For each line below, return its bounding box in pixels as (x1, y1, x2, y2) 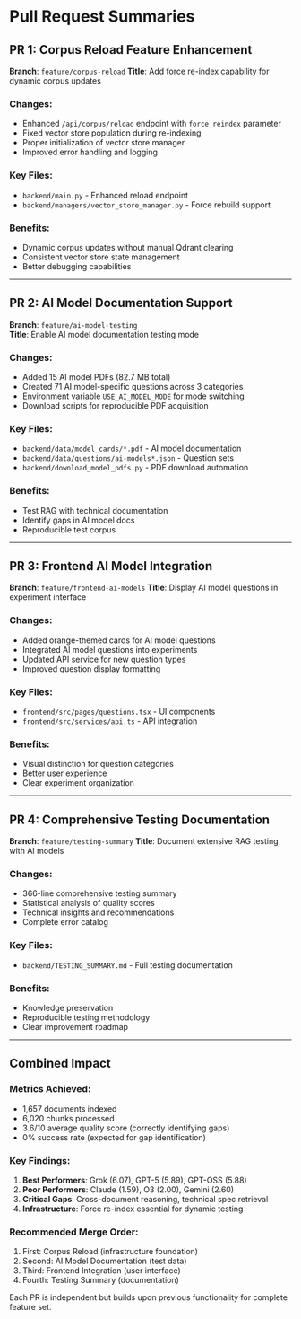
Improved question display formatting (21, 663, 161, 674)
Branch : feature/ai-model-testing (9, 319, 138, 330)
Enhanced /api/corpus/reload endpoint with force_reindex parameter (21, 119, 282, 129)
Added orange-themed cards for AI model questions (21, 635, 217, 646)
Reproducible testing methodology (21, 1012, 150, 1023)
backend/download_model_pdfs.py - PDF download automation (21, 462, 249, 473)
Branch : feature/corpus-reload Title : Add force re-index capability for (9, 66, 271, 76)
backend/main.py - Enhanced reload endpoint (21, 189, 188, 200)
